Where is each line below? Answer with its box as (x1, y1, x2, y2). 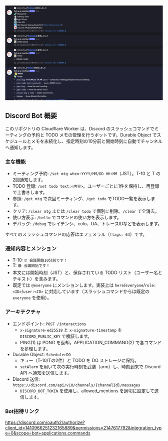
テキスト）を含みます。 (12, 275, 60, 281)
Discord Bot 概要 (5, 111, 57, 120)
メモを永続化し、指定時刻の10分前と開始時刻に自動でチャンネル (31, 138, 163, 144)
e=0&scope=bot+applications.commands (5, 430, 91, 436)
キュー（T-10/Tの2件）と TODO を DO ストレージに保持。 (19, 357, 139, 363)
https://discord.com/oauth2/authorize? (5, 419, 85, 425)
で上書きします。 (12, 189, 47, 196)
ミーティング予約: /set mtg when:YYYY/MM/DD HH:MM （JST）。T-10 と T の (12, 171, 161, 177)
